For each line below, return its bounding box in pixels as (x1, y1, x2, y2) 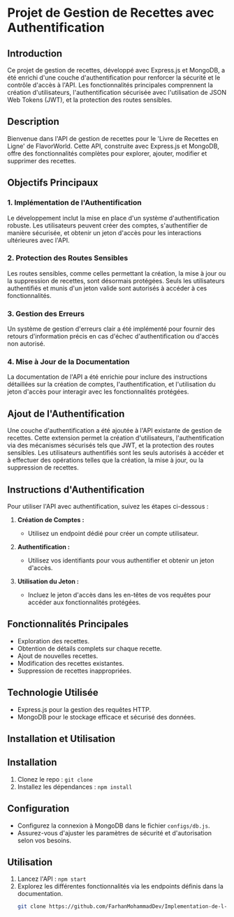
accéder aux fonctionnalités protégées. (27, 598, 141, 606)
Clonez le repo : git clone (17, 775, 93, 783)
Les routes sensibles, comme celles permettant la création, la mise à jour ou (7, 269, 226, 277)
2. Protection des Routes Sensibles (7, 253, 129, 263)
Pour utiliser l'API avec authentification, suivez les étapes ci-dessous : (7, 502, 209, 511)
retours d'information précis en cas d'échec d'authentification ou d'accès (7, 332, 219, 341)
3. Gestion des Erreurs (7, 308, 85, 318)
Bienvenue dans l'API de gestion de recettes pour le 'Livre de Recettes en (7, 134, 219, 142)
